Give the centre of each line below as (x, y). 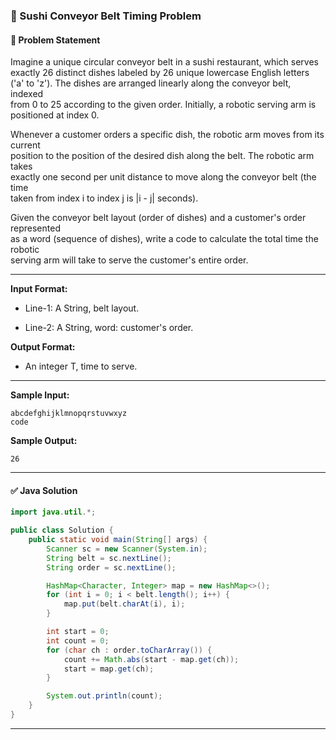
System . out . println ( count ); (104, 696)
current (25, 145)
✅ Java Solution (44, 490)
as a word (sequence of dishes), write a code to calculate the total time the (164, 239)
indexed (27, 94)
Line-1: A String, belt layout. (82, 308)
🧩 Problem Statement (55, 40)
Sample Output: (44, 441)
